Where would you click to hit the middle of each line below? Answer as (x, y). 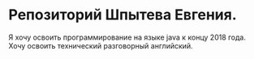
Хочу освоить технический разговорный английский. (101, 45)
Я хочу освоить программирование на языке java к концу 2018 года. (127, 37)
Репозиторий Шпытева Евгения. (123, 15)
